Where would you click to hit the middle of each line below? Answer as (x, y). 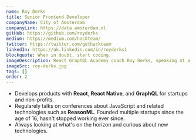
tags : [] (17, 71)
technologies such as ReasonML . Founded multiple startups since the (99, 112)
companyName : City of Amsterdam (45, 22)
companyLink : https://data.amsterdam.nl (56, 28)
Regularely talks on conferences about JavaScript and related (89, 106)
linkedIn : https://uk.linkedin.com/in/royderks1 (67, 50)
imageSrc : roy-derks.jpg (36, 66)
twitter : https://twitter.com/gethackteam (59, 45)
